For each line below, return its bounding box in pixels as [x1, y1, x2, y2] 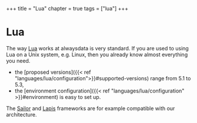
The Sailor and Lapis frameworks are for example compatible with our [6, 105, 175, 112]
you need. [6, 57, 31, 64]
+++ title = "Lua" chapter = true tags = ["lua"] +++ [6, 5, 129, 12]
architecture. [6, 111, 37, 118]
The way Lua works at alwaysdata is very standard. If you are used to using [6, 45, 189, 52]
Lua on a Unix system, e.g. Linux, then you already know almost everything [6, 51, 188, 58]
